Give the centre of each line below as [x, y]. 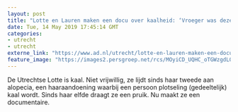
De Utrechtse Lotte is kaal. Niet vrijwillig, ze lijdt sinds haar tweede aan [111, 80]
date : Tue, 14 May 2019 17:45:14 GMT [63, 27]
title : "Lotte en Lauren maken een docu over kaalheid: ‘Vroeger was [112, 20]
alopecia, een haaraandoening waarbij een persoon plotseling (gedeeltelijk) [117, 87]
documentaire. [29, 102]
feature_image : [30, 60]
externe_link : [28, 54]
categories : [25, 33]
